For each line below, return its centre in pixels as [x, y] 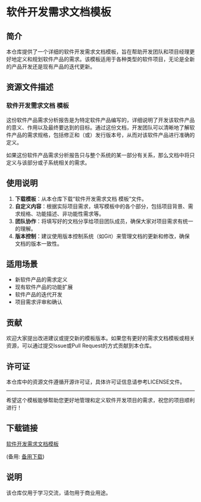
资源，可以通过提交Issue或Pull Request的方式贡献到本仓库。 [80, 346]
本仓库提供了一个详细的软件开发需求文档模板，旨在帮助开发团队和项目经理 [98, 52]
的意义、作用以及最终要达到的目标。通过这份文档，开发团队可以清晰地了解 [98, 127]
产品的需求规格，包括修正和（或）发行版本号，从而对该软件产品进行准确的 [103, 134]
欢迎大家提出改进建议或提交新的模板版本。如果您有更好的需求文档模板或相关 [100, 338]
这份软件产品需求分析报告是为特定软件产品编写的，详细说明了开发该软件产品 [100, 120]
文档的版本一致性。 [39, 243]
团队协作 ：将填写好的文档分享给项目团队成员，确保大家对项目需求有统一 [104, 221]
